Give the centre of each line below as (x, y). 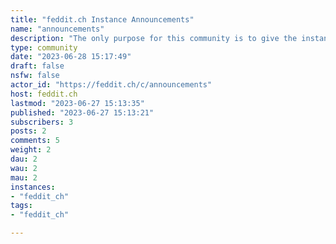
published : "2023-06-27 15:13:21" (82, 112)
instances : (33, 187)
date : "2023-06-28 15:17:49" (71, 57)
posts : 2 (28, 131)
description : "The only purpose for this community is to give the (154, 38)
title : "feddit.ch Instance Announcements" (102, 19)
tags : (21, 206)
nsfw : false (35, 76)
